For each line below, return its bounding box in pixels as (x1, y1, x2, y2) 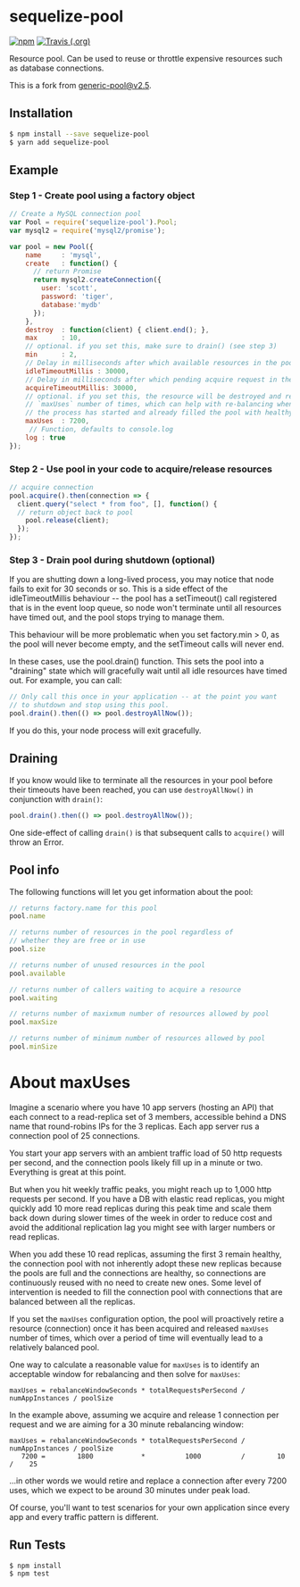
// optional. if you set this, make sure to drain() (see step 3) (25, 342, 278, 351)
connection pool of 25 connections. (9, 1130, 140, 1140)
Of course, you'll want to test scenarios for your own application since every (9, 1502, 290, 1513)
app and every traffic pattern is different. (9, 1511, 159, 1522)
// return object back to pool (17, 507, 134, 517)
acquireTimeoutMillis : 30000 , (25, 383, 138, 392)
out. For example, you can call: (9, 675, 122, 686)
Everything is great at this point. (9, 1166, 127, 1177)
